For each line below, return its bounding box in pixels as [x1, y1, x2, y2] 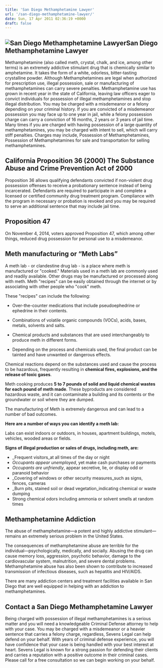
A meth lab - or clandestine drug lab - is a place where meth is [5, 262, 130, 269]
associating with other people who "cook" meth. [5, 283, 102, 289]
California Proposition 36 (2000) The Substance [5, 157, 154, 165]
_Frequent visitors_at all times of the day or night [12, 454, 110, 460]
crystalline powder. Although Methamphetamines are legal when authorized [5, 75, 157, 81]
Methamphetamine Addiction [5, 515, 96, 523]
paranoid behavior [12, 470, 49, 475]
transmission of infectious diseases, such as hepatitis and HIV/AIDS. [5, 569, 142, 575]
